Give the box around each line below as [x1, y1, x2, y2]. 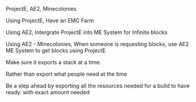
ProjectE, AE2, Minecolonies [5, 5, 77, 12]
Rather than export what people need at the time [5, 70, 127, 78]
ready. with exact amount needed [5, 89, 90, 96]
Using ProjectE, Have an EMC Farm [5, 17, 94, 24]
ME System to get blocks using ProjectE [5, 47, 106, 54]
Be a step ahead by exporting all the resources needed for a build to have [5, 82, 190, 89]
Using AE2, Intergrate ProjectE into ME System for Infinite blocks [5, 29, 168, 36]
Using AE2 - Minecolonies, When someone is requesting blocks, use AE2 [5, 41, 189, 47]
